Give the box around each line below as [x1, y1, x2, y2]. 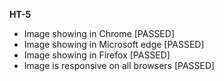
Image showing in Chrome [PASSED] [23, 28, 175, 39]
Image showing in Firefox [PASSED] [23, 49, 171, 61]
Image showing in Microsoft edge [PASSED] [23, 39, 205, 50]
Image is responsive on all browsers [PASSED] [23, 60, 216, 71]
